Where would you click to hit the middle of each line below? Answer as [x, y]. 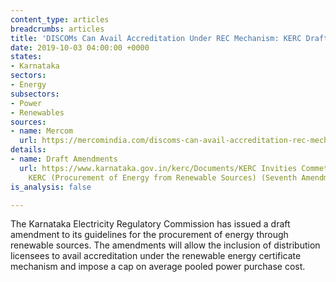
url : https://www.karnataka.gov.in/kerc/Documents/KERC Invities [158, 168]
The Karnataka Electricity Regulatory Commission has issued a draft [150, 224]
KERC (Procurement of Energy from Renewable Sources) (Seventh [163, 177]
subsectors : [35, 94]
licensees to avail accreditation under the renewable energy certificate [156, 256]
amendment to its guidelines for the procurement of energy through [149, 235]
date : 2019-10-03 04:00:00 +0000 [80, 47]
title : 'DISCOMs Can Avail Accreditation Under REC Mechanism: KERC [156, 38]
